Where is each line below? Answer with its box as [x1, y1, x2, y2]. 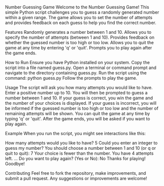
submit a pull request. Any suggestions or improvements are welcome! [5, 176, 147, 181]
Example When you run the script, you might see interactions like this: [5, 131, 146, 136]
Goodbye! [5, 161, 25, 166]
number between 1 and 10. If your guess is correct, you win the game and [5, 95, 153, 101]
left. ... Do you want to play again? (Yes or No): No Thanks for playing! [5, 156, 146, 161]
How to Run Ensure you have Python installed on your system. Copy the [5, 60, 150, 65]
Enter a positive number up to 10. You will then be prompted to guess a [5, 90, 148, 95]
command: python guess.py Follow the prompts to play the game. [5, 75, 138, 81]
